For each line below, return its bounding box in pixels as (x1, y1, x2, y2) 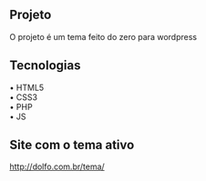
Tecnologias (9, 58, 81, 74)
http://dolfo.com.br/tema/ (9, 161, 105, 172)
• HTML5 (9, 82, 45, 93)
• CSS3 (9, 91, 38, 103)
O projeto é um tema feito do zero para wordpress (9, 31, 198, 42)
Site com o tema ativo (9, 137, 135, 153)
